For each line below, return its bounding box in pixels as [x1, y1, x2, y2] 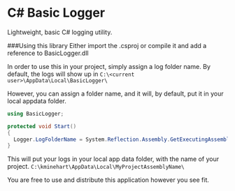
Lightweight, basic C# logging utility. [7, 28, 113, 36]
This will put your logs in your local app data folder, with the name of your [7, 155, 219, 163]
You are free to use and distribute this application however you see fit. [7, 176, 210, 184]
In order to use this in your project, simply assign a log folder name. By [7, 62, 211, 70]
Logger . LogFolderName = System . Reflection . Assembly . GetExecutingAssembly [13, 136, 233, 143]
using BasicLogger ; [7, 110, 64, 117]
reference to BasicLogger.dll [7, 49, 89, 57]
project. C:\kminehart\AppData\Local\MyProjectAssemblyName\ [7, 162, 185, 171]
